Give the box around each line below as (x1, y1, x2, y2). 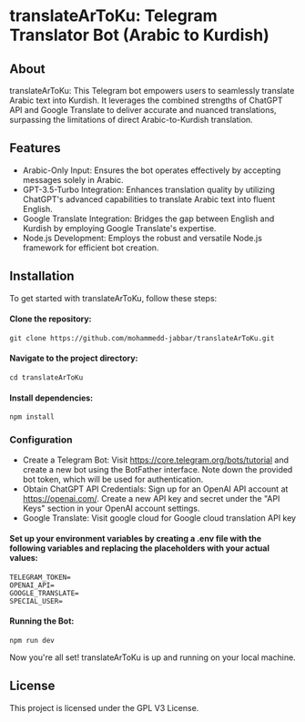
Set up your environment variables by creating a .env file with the (9, 534, 262, 544)
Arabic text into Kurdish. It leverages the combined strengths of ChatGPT (9, 95, 284, 106)
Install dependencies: (9, 392, 94, 403)
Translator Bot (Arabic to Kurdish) (9, 25, 270, 46)
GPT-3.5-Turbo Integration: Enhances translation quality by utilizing (22, 184, 276, 195)
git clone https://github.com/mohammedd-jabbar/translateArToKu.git (9, 333, 275, 342)
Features (9, 140, 61, 156)
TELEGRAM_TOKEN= (9, 573, 71, 582)
